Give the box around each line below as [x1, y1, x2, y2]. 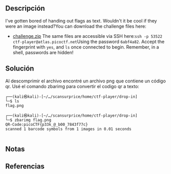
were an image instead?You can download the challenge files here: [5, 23, 147, 29]
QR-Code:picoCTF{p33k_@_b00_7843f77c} [5, 122, 88, 127]
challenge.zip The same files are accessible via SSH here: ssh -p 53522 [12, 33, 163, 39]
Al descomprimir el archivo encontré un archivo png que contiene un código [5, 78, 166, 84]
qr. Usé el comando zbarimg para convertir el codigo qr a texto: [5, 83, 139, 89]
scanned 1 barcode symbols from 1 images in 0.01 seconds [5, 126, 132, 132]
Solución [5, 64, 34, 73]
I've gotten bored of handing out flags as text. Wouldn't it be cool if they [5, 17, 157, 24]
